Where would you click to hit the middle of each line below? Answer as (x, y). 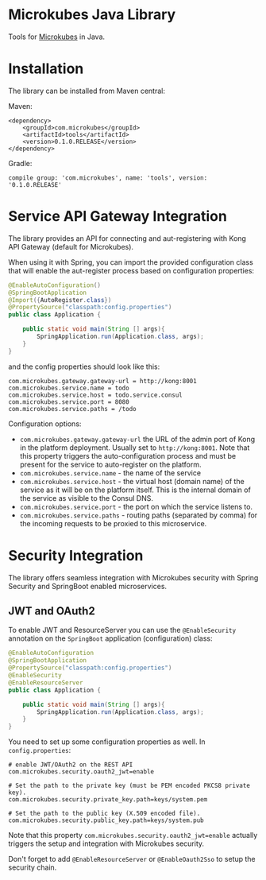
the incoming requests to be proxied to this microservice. (113, 523)
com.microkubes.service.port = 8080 (69, 402)
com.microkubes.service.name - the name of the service (110, 473)
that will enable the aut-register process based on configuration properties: (131, 270)
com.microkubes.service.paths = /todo (72, 409)
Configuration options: (45, 424)
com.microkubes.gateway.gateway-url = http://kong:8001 (102, 381)
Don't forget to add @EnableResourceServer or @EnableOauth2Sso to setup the (132, 859)
